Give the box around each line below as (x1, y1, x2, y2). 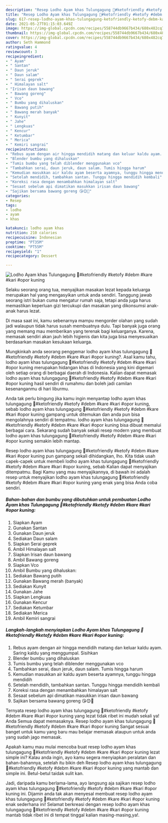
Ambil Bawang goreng (12, 557, 59, 563)
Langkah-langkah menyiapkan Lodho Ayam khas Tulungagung (5, 626, 140, 633)
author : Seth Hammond (5, 40, 51, 45)
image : (5, 26, 19, 31)
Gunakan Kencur (12, 599, 48, 605)
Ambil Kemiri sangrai (12, 615, 56, 621)
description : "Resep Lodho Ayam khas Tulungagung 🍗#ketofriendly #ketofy (5, 7, 163, 13)
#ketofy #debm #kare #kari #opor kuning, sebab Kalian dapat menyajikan (5, 464, 157, 470)
